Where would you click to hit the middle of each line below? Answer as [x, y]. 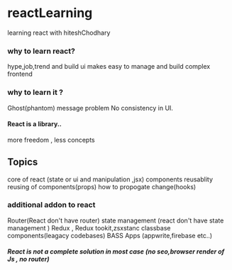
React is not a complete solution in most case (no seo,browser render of [116, 252]
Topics [23, 162]
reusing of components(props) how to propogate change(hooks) [102, 186]
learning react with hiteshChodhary [59, 33]
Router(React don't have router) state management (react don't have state [116, 220]
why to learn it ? [35, 92]
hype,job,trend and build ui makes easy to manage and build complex [109, 67]
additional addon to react [51, 205]
